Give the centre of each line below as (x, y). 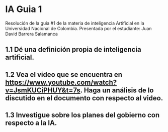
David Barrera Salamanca (31, 34)
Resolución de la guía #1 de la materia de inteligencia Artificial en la (75, 23)
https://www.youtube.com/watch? (61, 82)
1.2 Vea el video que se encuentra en (64, 75)
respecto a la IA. (31, 123)
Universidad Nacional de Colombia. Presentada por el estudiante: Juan (78, 28)
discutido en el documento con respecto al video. (84, 98)
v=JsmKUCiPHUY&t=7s (43, 90)
